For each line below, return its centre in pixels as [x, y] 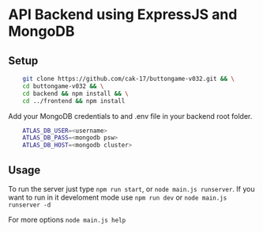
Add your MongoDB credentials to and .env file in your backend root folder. [130, 116]
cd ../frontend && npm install [74, 101]
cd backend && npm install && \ [75, 93]
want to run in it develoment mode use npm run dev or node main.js [118, 197]
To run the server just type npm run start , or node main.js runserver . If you [131, 188]
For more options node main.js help [67, 219]
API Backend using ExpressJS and [123, 15]
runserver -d [30, 205]
